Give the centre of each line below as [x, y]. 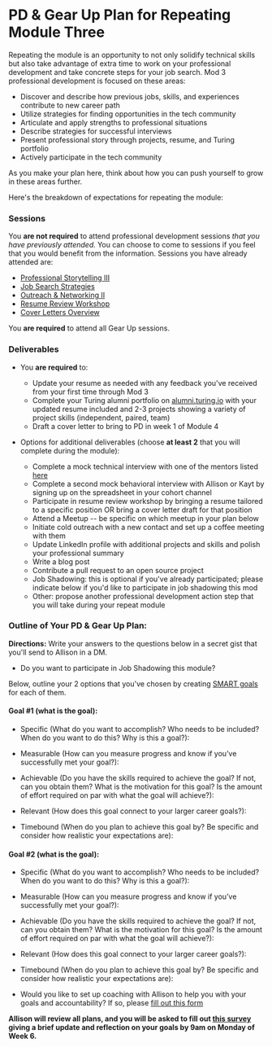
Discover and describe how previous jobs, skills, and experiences [130, 96]
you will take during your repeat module [99, 605]
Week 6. [23, 1036]
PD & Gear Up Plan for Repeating [120, 15]
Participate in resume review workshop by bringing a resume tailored [148, 501]
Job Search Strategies [57, 287]
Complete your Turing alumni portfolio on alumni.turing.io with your [145, 400]
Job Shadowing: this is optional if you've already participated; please [148, 579]
